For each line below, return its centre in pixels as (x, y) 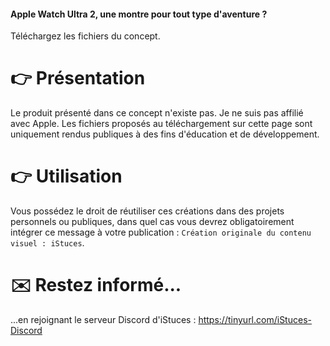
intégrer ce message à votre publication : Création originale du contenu (161, 232)
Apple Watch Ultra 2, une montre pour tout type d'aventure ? (139, 14)
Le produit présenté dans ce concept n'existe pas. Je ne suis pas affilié (157, 113)
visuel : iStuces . (47, 243)
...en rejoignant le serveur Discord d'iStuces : (103, 320)
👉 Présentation (78, 78)
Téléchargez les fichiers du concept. (85, 36)
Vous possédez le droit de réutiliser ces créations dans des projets (147, 211)
